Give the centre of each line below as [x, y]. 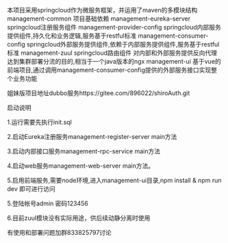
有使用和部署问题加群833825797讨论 [59, 232]
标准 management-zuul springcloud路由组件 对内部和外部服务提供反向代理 [112, 53]
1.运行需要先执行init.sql [39, 122]
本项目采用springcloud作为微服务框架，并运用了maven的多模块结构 [102, 10]
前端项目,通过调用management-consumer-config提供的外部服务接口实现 [109, 70]
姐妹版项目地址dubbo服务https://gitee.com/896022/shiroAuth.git [99, 93]
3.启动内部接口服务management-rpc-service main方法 [84, 151]
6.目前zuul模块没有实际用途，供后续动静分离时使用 [79, 218]
